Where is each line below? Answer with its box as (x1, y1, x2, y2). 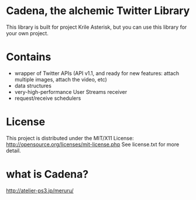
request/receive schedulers (14, 94, 81, 101)
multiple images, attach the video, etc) (14, 76, 107, 83)
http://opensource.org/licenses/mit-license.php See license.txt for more (6, 141, 180, 148)
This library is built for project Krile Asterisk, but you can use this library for (6, 23, 187, 30)
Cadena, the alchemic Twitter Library (6, 4, 190, 18)
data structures (14, 82, 51, 89)
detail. (6, 147, 22, 154)
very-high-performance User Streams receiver (14, 88, 128, 95)
